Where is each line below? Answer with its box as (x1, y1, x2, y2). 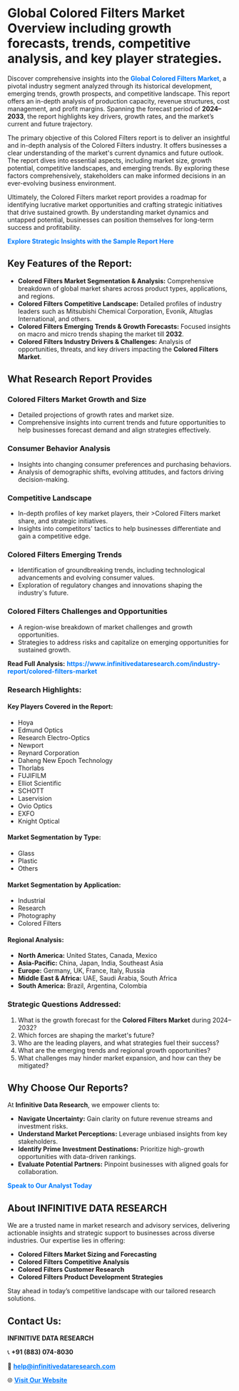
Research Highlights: (7, 684, 82, 694)
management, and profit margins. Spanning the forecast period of (7, 104, 201, 113)
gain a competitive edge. (17, 532, 91, 540)
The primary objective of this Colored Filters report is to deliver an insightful (7, 133, 230, 142)
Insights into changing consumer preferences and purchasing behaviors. (17, 460, 232, 468)
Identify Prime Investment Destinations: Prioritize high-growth (17, 1145, 205, 1153)
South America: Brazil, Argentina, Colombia (17, 981, 148, 990)
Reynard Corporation (17, 748, 80, 757)
